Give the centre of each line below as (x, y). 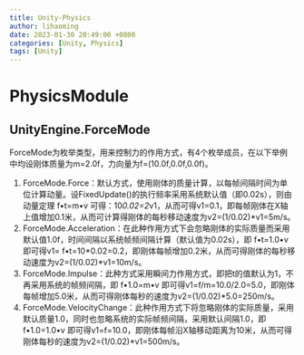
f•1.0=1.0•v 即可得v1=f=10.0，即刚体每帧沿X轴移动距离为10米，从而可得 (157, 331)
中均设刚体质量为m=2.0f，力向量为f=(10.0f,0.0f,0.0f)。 (111, 164)
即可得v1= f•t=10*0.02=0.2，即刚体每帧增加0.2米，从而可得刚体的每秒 (155, 251)
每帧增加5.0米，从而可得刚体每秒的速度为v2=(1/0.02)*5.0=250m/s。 (151, 296)
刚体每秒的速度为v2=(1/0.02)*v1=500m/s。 (103, 341)
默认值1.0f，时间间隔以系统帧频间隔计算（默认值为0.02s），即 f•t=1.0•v (155, 240)
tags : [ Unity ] (36, 52)
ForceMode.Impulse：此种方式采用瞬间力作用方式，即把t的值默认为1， (154, 273)
